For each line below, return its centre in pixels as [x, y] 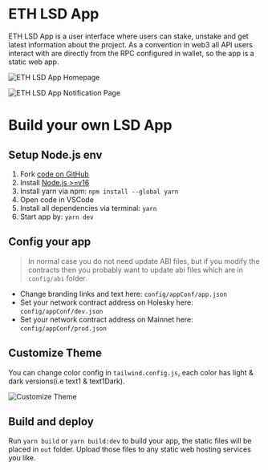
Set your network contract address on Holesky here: [107, 302]
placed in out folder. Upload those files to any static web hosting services [130, 449]
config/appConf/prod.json [63, 328]
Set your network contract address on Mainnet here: [107, 319]
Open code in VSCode [57, 199]
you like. [22, 458]
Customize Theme [55, 353]
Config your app [50, 242]
